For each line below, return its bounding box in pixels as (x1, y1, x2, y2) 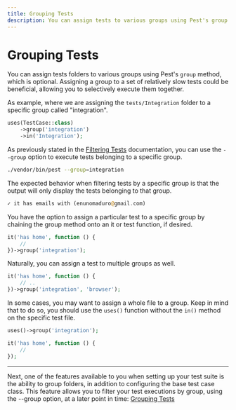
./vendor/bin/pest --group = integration (7, 166, 124, 174)
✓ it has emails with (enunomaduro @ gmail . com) (7, 200, 146, 207)
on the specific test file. (7, 313, 76, 322)
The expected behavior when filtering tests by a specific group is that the (7, 179, 220, 187)
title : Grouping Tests (7, 10, 74, 18)
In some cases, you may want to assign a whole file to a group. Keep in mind (7, 299, 229, 307)
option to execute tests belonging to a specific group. (27, 153, 183, 161)
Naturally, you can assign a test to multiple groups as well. (7, 259, 176, 268)
